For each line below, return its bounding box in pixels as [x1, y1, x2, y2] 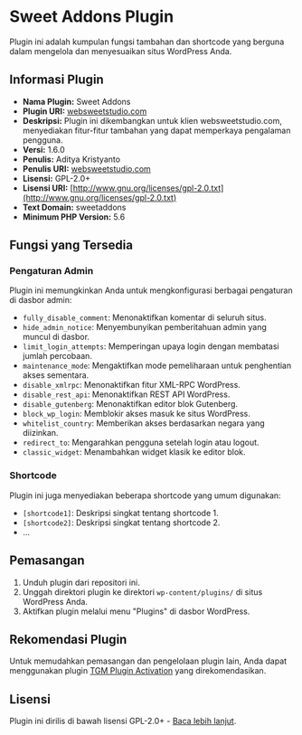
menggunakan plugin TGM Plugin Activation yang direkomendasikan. [9, 665, 267, 676]
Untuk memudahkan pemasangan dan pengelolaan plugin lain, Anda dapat [9, 655, 288, 666]
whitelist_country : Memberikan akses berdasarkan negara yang [22, 418, 265, 429]
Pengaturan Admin [9, 265, 94, 278]
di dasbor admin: [9, 295, 72, 306]
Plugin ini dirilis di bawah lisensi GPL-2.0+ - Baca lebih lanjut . [9, 716, 237, 727]
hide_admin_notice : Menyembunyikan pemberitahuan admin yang [22, 322, 267, 333]
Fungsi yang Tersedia [9, 238, 134, 253]
